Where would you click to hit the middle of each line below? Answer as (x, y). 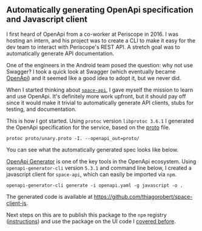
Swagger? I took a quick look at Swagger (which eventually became (91, 72)
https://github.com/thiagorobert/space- (143, 196)
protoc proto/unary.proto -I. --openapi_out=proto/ (73, 138)
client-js (16, 203)
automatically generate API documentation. (60, 53)
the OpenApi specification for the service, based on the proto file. (88, 127)
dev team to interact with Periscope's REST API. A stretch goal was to (93, 47)
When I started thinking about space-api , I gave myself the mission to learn (100, 90)
